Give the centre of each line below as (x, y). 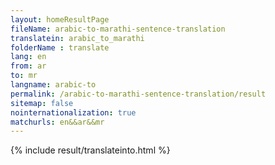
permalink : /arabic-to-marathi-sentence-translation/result (138, 94)
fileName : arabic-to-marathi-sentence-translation (118, 29)
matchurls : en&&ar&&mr (57, 122)
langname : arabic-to (53, 85)
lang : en (28, 57)
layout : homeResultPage (60, 19)
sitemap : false (42, 103)
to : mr (24, 76)
